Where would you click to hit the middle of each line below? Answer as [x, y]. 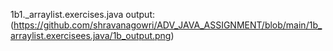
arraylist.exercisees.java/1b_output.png [91, 35]
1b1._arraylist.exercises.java [67, 14]
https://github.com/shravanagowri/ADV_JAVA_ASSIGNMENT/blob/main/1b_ [168, 25]
